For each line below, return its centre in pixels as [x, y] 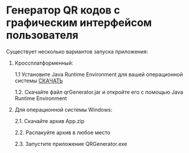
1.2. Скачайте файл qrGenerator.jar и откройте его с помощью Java [99, 92]
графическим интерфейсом [79, 23]
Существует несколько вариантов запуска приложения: [77, 51]
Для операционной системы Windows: [63, 109]
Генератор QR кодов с [63, 10]
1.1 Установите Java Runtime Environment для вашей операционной [99, 74]
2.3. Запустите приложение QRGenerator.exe [71, 144]
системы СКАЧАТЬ [39, 81]
